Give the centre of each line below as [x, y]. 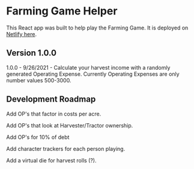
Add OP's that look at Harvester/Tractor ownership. [70, 125]
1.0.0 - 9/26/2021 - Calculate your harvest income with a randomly [88, 67]
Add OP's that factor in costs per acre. [54, 114]
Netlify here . [22, 34]
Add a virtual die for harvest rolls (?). [52, 160]
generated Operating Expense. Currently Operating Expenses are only [93, 74]
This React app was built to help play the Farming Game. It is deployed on [97, 28]
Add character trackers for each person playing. [66, 149]
